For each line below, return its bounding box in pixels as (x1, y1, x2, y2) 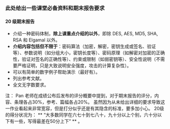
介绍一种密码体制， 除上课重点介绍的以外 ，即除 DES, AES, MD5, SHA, (12, 31, 158, 37)
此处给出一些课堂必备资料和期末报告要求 (5, 4, 105, 11)
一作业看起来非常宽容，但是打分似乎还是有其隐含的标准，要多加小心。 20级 (5, 105, 164, 112)
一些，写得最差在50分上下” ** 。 (14, 118, 83, 124)
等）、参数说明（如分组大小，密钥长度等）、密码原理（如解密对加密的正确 (12, 50, 165, 56)
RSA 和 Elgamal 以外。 (12, 37, 60, 43)
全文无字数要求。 (12, 82, 49, 88)
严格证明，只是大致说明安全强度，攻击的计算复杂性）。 (17, 62, 132, 69)
